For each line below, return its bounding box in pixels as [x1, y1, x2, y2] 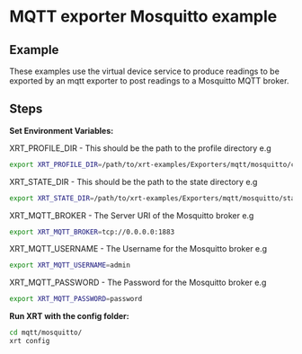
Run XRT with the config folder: [9, 311, 129, 322]
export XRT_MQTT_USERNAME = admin [9, 261, 130, 270]
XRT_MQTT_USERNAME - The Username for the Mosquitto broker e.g [9, 243, 268, 254]
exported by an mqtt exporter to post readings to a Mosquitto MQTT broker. [9, 75, 289, 86]
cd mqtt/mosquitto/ [9, 328, 83, 338]
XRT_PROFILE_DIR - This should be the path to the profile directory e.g [9, 142, 271, 154]
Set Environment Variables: [9, 125, 114, 136]
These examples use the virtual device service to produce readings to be [9, 66, 280, 76]
